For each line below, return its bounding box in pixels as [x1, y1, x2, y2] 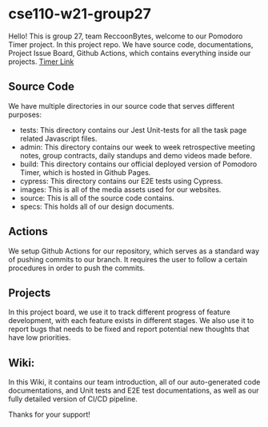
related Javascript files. [19, 134, 98, 143]
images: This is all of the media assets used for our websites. [19, 185, 222, 194]
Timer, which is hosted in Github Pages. [19, 167, 151, 177]
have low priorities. [8, 333, 71, 342]
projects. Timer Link [8, 57, 74, 66]
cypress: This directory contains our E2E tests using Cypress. [19, 176, 223, 186]
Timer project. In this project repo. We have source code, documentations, [8, 39, 254, 49]
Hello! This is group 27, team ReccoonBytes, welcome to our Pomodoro [8, 31, 243, 41]
